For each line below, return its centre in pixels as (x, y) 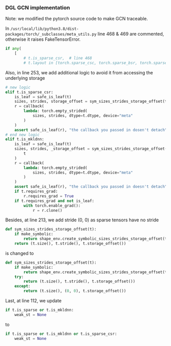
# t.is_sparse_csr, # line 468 (58, 58)
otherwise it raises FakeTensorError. (43, 39)
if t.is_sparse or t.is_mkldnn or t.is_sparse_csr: (61, 334)
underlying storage (25, 78)
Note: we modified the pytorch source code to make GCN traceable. (77, 19)
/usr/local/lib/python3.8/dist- (44, 29)
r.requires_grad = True (49, 196)
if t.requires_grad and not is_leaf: (54, 201)
